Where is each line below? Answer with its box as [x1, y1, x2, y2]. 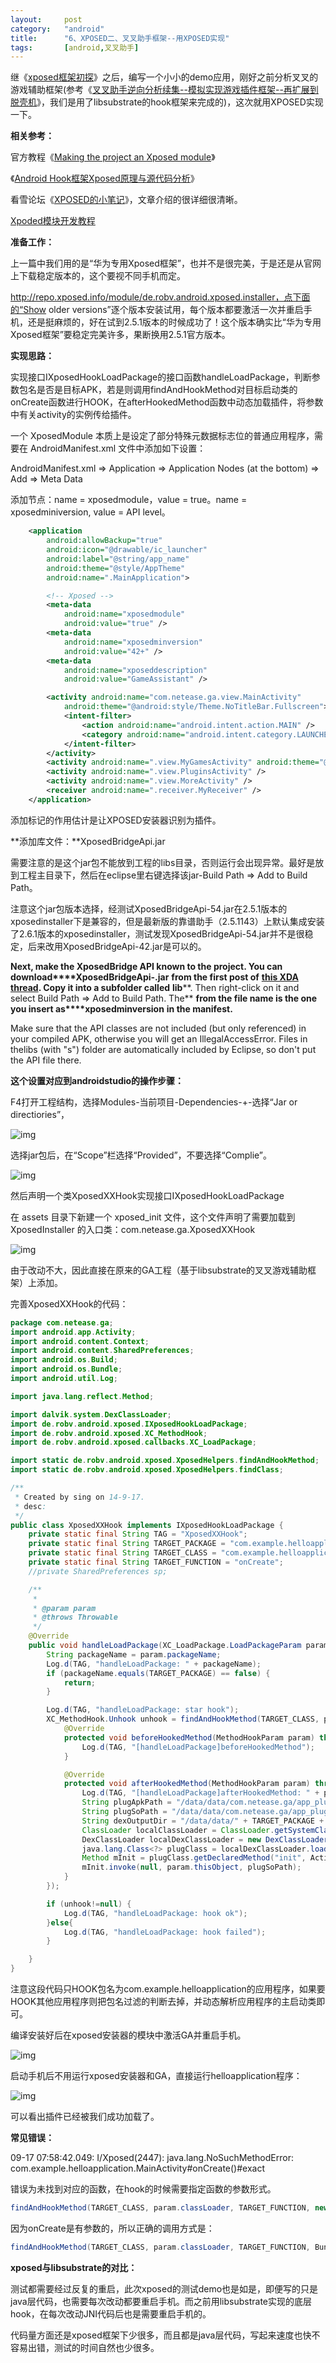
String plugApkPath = [81, 1797, 172, 1808]
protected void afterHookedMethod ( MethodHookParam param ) [63, 1779, 311, 1789]
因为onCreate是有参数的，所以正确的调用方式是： [10, 2222, 215, 2234]
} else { [46, 1917, 74, 1928]
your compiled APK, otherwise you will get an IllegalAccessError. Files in [10, 1032, 308, 1045]
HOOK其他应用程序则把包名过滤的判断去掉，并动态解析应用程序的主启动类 [10, 1996, 317, 2007]
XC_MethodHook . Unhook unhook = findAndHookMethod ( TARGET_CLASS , [46, 1714, 320, 1725]
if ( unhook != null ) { [46, 1899, 132, 1909]
